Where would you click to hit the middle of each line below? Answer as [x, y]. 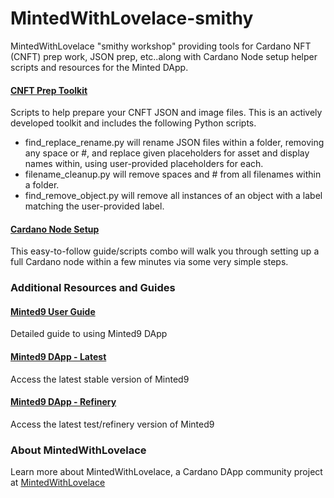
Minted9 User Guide [53, 311]
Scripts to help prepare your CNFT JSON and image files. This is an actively [166, 113]
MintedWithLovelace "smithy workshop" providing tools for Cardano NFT [161, 46]
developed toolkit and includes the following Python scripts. [133, 123]
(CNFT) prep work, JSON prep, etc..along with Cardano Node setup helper [164, 56]
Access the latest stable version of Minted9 [100, 379]
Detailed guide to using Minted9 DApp [89, 334]
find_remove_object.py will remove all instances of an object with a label [173, 196]
